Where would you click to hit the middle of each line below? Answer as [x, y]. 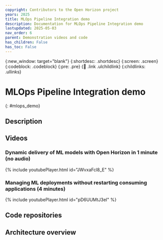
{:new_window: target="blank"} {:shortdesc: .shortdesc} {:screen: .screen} [82, 61]
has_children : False [27, 42]
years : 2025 [17, 14]
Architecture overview [41, 232]
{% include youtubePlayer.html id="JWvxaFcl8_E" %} [60, 170]
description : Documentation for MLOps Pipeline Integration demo [74, 24]
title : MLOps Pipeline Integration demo [48, 19]
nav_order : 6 [19, 33]
